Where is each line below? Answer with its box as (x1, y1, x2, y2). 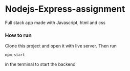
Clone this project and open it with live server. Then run (5, 43, 117, 49)
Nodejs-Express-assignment (5, 3, 126, 15)
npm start (5, 52, 25, 57)
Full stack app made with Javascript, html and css (5, 20, 106, 25)
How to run (5, 32, 32, 39)
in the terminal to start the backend (5, 61, 76, 67)
